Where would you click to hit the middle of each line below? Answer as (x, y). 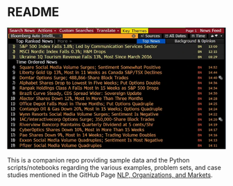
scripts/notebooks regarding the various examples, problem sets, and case (114, 168)
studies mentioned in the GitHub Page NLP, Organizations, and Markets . (110, 175)
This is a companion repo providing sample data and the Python (98, 160)
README (33, 12)
